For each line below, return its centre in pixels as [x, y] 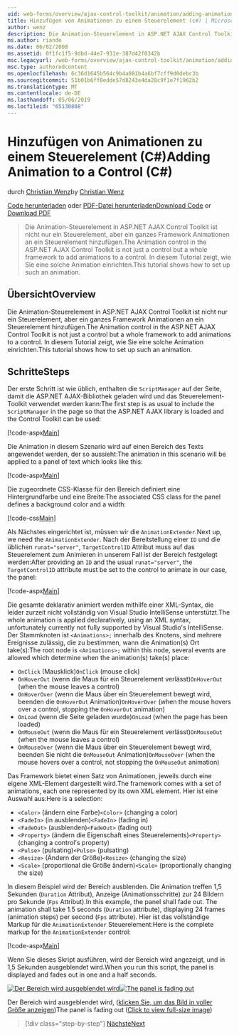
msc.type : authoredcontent [47, 67]
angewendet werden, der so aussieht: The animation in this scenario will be [117, 454]
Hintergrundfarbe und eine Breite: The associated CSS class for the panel [114, 497]
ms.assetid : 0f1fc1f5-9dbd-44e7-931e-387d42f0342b [84, 54]
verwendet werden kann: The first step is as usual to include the [121, 404]
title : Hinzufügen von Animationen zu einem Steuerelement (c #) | [108, 21]
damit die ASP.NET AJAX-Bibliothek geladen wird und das [92, 396]
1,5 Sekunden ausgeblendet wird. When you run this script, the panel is [111, 967]
